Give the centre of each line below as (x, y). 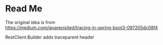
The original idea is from (30, 22)
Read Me (24, 9)
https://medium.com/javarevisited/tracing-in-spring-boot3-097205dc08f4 (81, 27)
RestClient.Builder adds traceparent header (50, 37)
